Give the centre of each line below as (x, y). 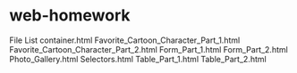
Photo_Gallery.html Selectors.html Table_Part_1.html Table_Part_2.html (138, 59)
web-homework (70, 16)
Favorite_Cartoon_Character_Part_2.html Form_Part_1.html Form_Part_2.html (148, 49)
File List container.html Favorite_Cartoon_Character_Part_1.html (125, 40)
